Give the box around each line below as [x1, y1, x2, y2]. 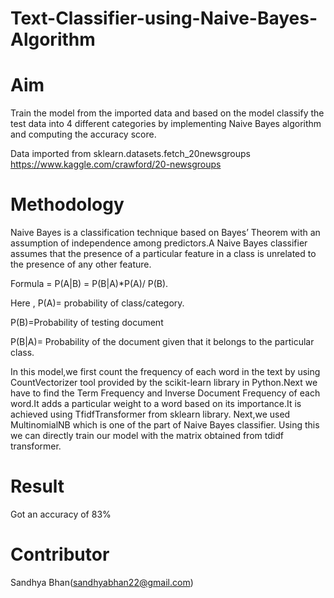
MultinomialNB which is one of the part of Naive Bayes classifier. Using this [10, 419, 320, 431]
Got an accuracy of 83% [10, 508, 112, 520]
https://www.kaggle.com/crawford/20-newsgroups [10, 158, 222, 171]
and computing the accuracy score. [10, 128, 157, 141]
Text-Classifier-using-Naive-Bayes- [10, 7, 318, 30]
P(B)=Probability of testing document [10, 317, 164, 329]
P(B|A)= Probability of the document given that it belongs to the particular [10, 336, 315, 348]
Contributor [10, 543, 110, 566]
